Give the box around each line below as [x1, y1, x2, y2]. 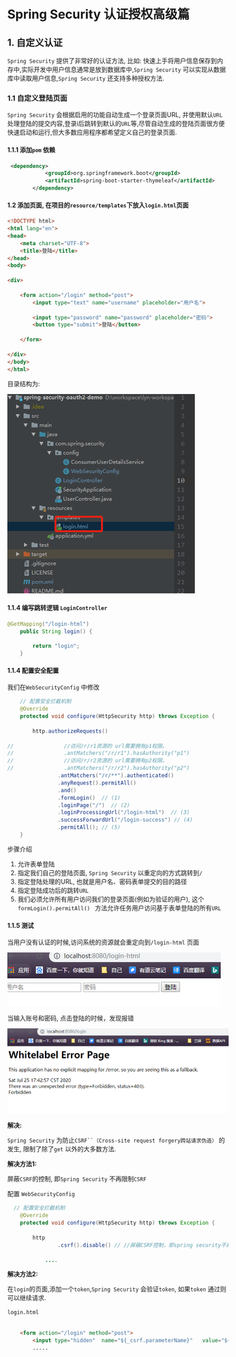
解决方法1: [7, 1160, 37, 1168]
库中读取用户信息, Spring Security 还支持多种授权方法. [7, 74, 165, 82]
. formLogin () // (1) [57, 794, 121, 801]
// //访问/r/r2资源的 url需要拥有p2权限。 [7, 757, 168, 764]
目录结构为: [7, 379, 41, 388]
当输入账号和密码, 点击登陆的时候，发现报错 [7, 1014, 134, 1023]
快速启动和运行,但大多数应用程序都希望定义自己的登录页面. [7, 128, 178, 137]
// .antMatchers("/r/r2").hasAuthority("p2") [7, 765, 190, 772]
